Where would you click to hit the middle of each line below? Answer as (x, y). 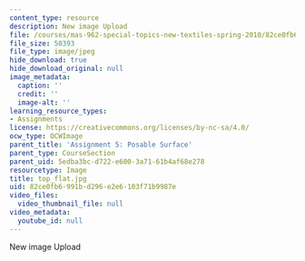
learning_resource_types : (58, 111)
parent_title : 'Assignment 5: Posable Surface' (101, 145)
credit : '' (38, 94)
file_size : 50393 (42, 43)
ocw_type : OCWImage (46, 136)
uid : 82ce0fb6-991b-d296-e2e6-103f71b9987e (93, 187)
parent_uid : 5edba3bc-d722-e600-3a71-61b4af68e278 (107, 161)
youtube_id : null (50, 221)
